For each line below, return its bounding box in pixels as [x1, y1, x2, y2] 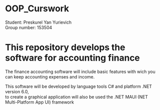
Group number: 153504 [5, 24, 53, 30]
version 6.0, [5, 88, 29, 94]
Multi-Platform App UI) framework [5, 99, 74, 105]
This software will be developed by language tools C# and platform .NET [5, 83, 152, 89]
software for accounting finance [5, 52, 140, 64]
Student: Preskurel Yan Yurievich [5, 19, 72, 25]
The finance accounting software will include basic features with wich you [5, 69, 156, 74]
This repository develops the [5, 42, 126, 53]
